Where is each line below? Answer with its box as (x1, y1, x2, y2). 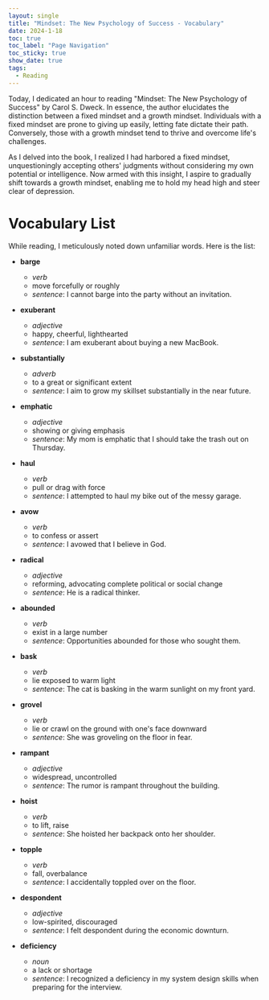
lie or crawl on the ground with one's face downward (31, 723, 207, 733)
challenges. (8, 136, 47, 146)
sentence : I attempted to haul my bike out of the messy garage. (31, 491, 242, 500)
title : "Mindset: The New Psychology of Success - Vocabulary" (8, 19, 225, 27)
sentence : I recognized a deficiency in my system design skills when (31, 973, 259, 983)
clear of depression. (8, 186, 75, 195)
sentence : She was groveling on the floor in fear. (31, 732, 193, 742)
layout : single (8, 11, 59, 20)
